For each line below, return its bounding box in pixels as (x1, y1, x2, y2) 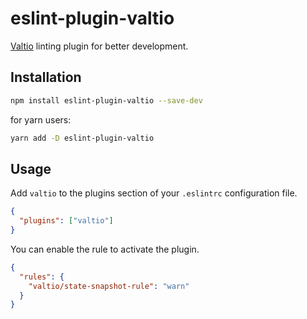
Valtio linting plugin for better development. (10, 40, 189, 52)
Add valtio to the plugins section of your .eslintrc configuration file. (10, 187, 298, 199)
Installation (10, 69, 82, 86)
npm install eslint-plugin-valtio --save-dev (10, 95, 203, 106)
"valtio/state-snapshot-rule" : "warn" (28, 281, 190, 291)
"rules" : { (19, 272, 65, 282)
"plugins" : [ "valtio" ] (19, 216, 114, 226)
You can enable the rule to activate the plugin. (10, 243, 200, 255)
